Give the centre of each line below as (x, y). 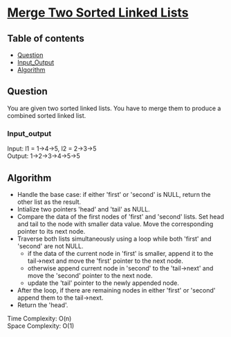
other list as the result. (49, 202)
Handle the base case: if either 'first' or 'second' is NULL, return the (114, 194)
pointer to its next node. (51, 231)
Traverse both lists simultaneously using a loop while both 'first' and (114, 239)
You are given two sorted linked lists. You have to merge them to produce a (114, 108)
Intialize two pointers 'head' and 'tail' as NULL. (83, 209)
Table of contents (46, 38)
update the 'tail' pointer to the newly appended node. (103, 283)
